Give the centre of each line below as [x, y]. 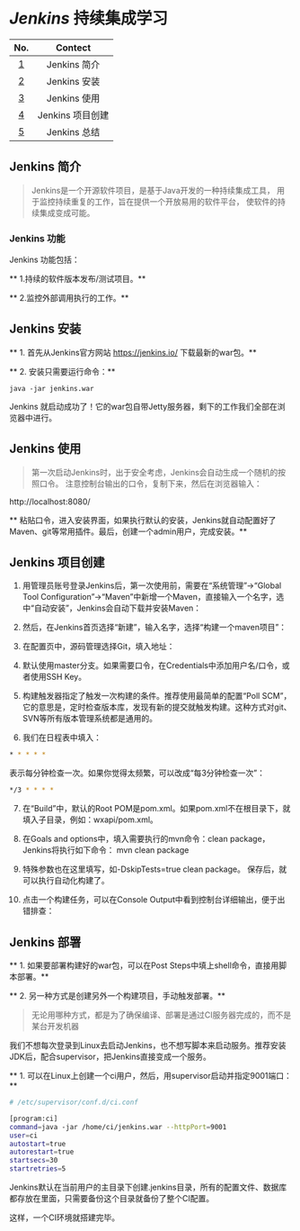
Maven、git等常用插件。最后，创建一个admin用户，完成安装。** [128, 531]
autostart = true [38, 1144]
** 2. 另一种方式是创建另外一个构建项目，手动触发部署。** [118, 996]
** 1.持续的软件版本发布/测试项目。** [78, 279]
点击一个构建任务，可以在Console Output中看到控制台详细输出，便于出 [154, 900]
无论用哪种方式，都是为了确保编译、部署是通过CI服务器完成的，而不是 [161, 1015]
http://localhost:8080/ [50, 502]
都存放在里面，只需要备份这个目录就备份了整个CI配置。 [111, 1199]
